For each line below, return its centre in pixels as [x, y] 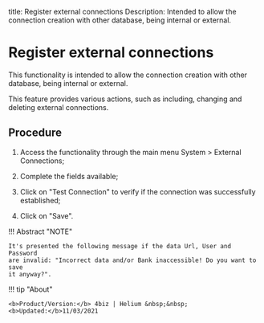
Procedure [35, 133]
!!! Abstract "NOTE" [41, 231]
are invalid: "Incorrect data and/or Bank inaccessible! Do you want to [132, 260]
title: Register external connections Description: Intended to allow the [122, 12]
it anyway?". [30, 274]
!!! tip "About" [30, 289]
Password [23, 253]
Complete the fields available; [69, 176]
